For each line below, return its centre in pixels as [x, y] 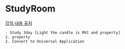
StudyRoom [30, 9]
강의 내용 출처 [19, 23]
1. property [18, 37]
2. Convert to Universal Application [45, 41]
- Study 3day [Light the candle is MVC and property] [63, 32]
